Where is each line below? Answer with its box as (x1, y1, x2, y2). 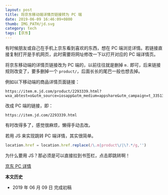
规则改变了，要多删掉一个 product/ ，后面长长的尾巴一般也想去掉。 (5, 68, 143, 74)
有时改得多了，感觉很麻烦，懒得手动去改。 (5, 122, 93, 128)
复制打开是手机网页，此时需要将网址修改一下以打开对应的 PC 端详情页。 (9, 51, 158, 57)
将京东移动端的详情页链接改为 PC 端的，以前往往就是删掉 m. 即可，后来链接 (5, 62, 161, 68)
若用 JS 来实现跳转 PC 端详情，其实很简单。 (5, 133, 96, 138)
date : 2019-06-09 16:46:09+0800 (5, 17, 72, 22)
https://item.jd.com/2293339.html (5, 113, 77, 118)
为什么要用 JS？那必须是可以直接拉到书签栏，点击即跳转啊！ (5, 152, 130, 158)
